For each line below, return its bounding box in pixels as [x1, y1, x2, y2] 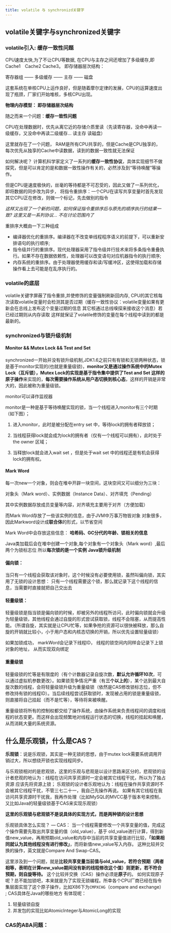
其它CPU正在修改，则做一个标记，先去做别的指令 [5, 195, 108, 201]
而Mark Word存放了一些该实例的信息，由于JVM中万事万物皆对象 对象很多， [5, 512, 164, 519]
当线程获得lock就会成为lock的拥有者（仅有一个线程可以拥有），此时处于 [12, 432, 162, 438]
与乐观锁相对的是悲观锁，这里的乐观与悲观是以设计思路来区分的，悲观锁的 [5, 768, 161, 775]
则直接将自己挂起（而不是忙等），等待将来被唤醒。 [5, 696, 110, 703]
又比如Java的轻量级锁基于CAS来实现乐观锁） [5, 800, 100, 806]
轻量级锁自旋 [12, 901, 40, 907]
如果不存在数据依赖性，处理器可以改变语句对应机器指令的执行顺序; [21, 253, 162, 259]
